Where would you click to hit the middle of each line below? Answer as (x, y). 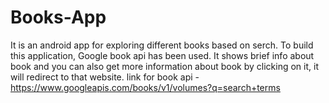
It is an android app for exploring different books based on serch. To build (162, 45)
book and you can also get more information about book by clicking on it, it (164, 66)
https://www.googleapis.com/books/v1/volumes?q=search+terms (145, 87)
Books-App (58, 17)
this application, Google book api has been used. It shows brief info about (162, 55)
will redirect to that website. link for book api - (105, 77)
